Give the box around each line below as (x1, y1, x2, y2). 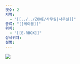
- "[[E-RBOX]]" (10, 30, 42, 35)
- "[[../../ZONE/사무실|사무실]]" (10, 16, 76, 21)
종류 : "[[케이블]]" (5, 21, 42, 26)
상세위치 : (5, 35, 22, 40)
